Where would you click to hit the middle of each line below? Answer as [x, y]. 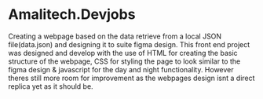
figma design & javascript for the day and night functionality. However [121, 69]
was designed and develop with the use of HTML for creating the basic [123, 53]
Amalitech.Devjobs [72, 15]
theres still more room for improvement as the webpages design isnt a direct [131, 78]
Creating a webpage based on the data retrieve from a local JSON [115, 36]
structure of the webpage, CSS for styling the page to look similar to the [124, 61]
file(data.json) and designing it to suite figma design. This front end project [129, 44]
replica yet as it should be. [51, 86]
